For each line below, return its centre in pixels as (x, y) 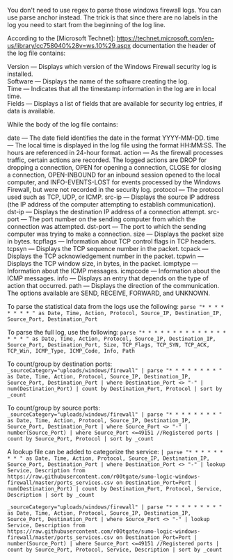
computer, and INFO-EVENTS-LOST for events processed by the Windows (114, 182)
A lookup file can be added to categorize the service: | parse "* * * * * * (115, 452)
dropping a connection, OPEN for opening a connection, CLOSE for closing (114, 167)
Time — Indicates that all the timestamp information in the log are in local (112, 89)
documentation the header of (174, 46)
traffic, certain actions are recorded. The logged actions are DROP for (107, 160)
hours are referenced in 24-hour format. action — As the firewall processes (115, 153)
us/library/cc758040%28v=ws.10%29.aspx (69, 46)
